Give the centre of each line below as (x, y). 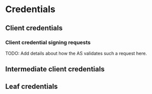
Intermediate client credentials (55, 69)
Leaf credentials (32, 86)
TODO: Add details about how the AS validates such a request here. (76, 53)
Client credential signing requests (48, 42)
